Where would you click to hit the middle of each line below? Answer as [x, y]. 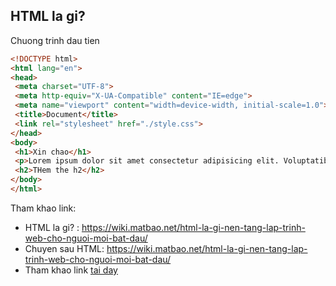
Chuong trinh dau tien [55, 40]
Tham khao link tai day [71, 270]
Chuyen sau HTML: [64, 248]
